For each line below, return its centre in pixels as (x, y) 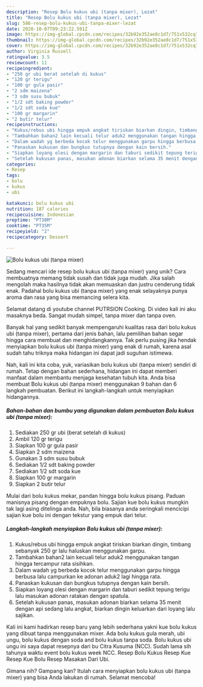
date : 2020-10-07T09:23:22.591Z (47, 29)
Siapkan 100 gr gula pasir (47, 445)
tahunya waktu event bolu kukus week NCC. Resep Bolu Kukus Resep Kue (99, 652)
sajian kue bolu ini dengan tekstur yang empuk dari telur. (77, 515)
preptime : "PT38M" (29, 220)
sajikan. (24, 615)
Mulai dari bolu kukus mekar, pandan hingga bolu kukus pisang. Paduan (96, 495)
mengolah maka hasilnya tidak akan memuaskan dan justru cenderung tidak (101, 284)
